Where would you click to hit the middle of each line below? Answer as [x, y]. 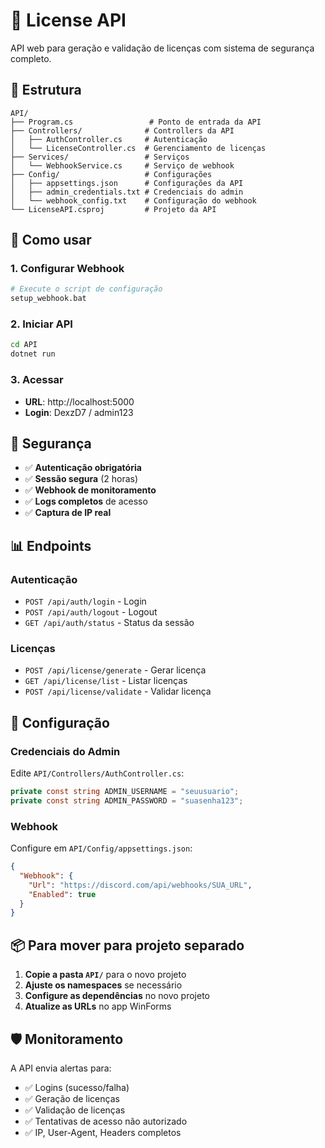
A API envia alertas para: [61, 1068]
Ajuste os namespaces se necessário [103, 985]
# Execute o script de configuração [86, 289]
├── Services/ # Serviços [100, 157]
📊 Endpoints [51, 545]
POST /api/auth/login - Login [85, 601]
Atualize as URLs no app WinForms [98, 1006]
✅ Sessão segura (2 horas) [81, 479]
